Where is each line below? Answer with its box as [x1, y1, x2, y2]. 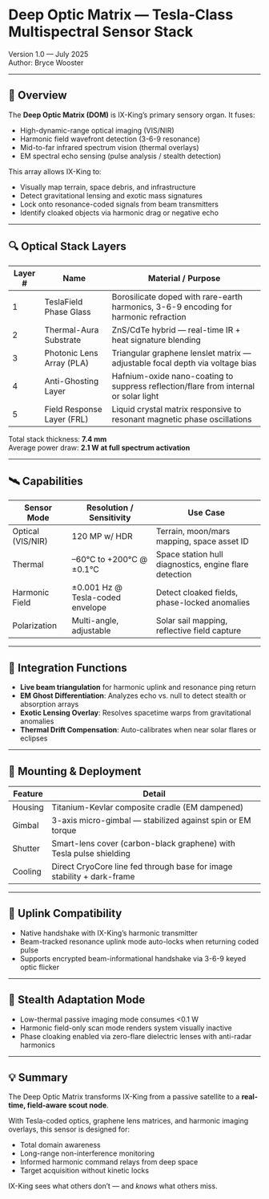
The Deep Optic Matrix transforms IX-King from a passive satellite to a [8, 1092, 240, 1102]
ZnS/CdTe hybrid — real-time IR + [111, 324, 241, 335]
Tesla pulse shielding [51, 848, 130, 858]
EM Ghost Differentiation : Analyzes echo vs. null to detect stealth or [19, 691, 247, 700]
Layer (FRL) [44, 414, 89, 425]
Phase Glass [44, 306, 91, 317]
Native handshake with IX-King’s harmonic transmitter [19, 928, 198, 937]
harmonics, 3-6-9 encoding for [111, 301, 232, 312]
